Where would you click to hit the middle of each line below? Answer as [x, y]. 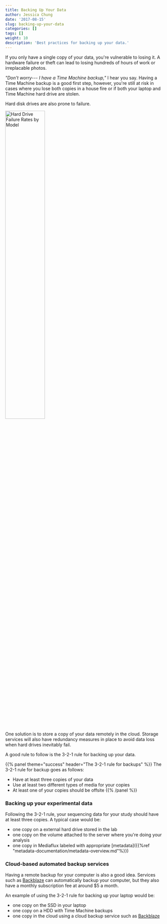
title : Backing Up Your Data [36, 10]
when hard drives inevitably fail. [38, 745]
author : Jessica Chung [29, 15]
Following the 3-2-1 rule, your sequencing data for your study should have [82, 814]
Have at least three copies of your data [53, 779]
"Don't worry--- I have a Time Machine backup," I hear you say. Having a [81, 78]
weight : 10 [17, 38]
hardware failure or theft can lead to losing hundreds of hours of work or [80, 62]
